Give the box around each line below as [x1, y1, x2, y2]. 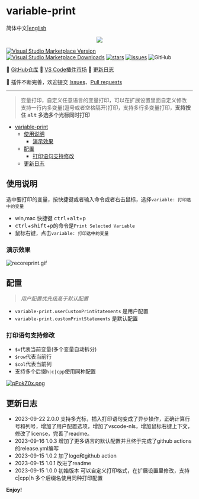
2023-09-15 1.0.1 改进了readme [14, 459, 92, 466]
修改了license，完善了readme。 [14, 430, 93, 437]
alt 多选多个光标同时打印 [27, 111, 90, 118]
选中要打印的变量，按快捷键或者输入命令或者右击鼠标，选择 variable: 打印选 [6, 195, 191, 202]
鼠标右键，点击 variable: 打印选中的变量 [14, 229, 109, 236]
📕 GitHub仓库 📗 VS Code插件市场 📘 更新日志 [6, 66, 114, 73]
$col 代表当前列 [14, 360, 52, 368]
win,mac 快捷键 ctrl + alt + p [14, 214, 86, 221]
